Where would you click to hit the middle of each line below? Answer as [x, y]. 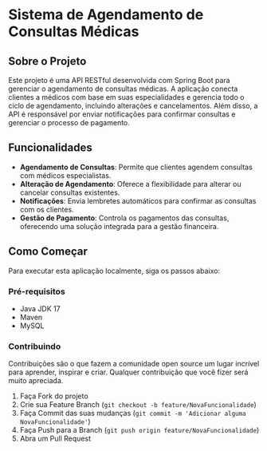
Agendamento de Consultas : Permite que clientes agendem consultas [136, 167]
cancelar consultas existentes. [70, 192]
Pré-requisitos [37, 291]
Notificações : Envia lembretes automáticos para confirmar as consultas [138, 200]
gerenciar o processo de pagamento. [69, 123]
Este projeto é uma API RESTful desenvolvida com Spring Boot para [119, 80]
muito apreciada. [36, 381]
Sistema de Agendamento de [106, 15]
